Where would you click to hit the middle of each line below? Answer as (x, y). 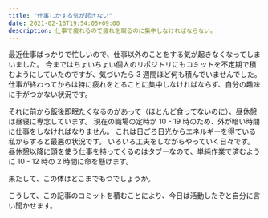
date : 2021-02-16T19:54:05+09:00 (64, 23)
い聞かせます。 (33, 206)
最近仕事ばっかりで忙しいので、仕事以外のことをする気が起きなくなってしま (134, 54)
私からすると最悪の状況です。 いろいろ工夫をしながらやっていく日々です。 (132, 142)
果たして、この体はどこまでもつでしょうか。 (81, 179)
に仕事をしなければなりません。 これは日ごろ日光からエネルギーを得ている (132, 131)
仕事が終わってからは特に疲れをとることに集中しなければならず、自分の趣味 (134, 84)
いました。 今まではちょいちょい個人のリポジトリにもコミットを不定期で (129, 64)
